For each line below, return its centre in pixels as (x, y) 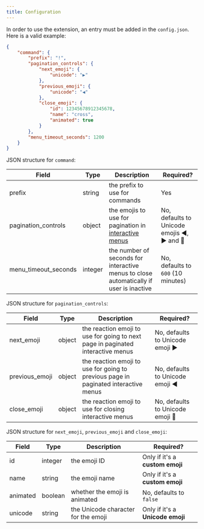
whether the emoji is (100, 492)
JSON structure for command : (41, 160)
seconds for (126, 258)
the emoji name (93, 479)
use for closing (103, 409)
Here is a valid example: (36, 36)
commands (125, 200)
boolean (53, 496)
